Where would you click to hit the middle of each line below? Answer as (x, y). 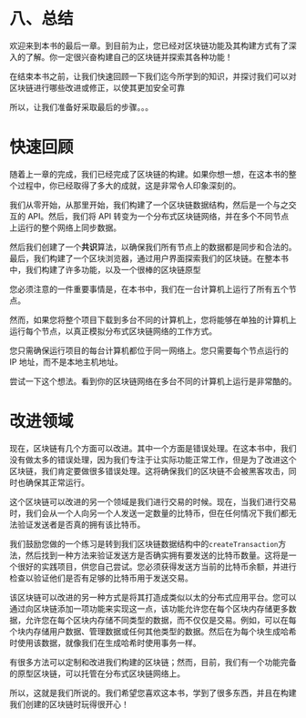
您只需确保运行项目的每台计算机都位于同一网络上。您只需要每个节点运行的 (149, 350)
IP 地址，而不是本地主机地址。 (66, 361)
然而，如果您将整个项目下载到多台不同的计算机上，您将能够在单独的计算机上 (153, 319)
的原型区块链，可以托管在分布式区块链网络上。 (97, 673)
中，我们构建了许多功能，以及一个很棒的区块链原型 (105, 269)
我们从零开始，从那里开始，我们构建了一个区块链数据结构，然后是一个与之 (149, 205)
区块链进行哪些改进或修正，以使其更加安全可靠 (97, 87)
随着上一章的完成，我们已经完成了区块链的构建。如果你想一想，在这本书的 (149, 174)
